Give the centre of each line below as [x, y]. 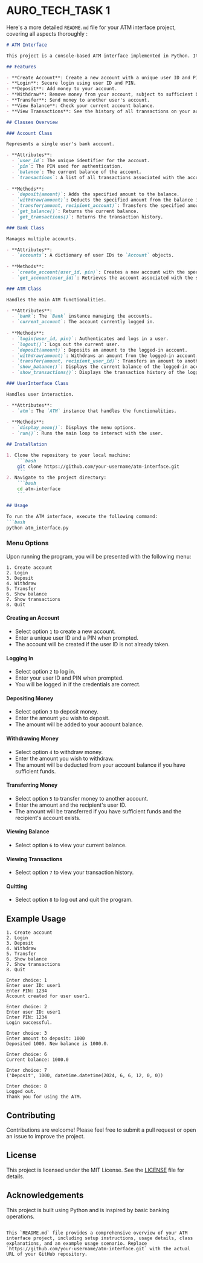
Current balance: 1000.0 [37, 1060]
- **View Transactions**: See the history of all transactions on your [98, 111]
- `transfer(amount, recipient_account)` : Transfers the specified [98, 206]
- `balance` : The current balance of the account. [77, 172]
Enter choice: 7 [27, 1071]
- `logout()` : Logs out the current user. [66, 344]
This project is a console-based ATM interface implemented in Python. [98, 56]
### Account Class [29, 133]
